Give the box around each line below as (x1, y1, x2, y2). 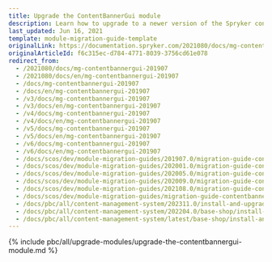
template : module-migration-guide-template (8, 34, 158, 43)
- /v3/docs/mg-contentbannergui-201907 (15, 95, 151, 103)
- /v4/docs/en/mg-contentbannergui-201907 (15, 117, 161, 125)
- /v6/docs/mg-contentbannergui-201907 (15, 139, 151, 148)
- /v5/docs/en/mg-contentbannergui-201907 (15, 132, 161, 140)
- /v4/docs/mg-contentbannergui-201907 (15, 110, 151, 118)
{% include (8, 237, 45, 247)
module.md (8, 246, 46, 256)
